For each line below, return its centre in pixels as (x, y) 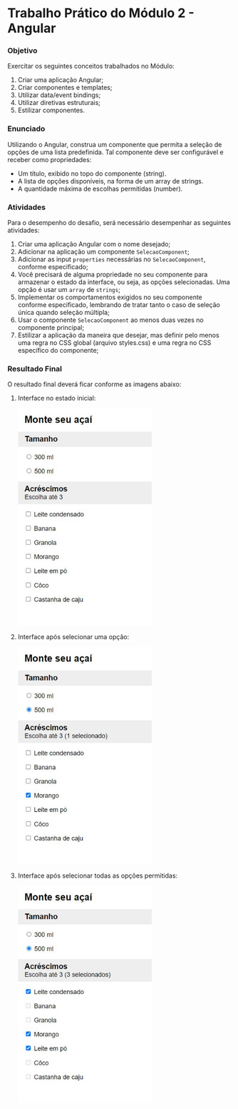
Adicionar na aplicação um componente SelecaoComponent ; (104, 252)
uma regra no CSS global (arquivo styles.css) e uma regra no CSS (114, 343)
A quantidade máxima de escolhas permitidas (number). (100, 189)
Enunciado (26, 129)
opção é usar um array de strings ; (69, 290)
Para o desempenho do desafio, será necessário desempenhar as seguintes (119, 223)
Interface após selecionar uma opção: (73, 637)
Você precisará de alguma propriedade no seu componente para (113, 275)
